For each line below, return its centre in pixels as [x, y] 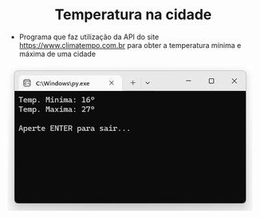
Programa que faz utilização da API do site [89, 37]
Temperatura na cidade [133, 15]
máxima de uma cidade [57, 54]
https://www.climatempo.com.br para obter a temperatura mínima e [130, 45]
